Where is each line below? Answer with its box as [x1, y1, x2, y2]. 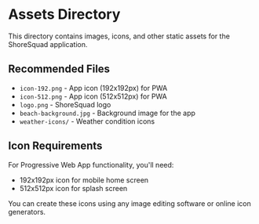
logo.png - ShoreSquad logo [19, 99, 111, 109]
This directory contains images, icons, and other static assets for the [8, 31, 230, 41]
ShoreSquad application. [8, 39, 88, 49]
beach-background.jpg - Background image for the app [19, 108, 196, 117]
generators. [8, 207, 46, 216]
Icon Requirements [8, 139, 103, 153]
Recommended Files [8, 63, 111, 76]
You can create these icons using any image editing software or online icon [8, 198, 251, 208]
